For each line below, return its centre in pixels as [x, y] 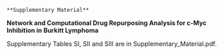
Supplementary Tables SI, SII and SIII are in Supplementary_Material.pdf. [112, 44]
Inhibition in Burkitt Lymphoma [53, 30]
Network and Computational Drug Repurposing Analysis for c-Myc [107, 23]
